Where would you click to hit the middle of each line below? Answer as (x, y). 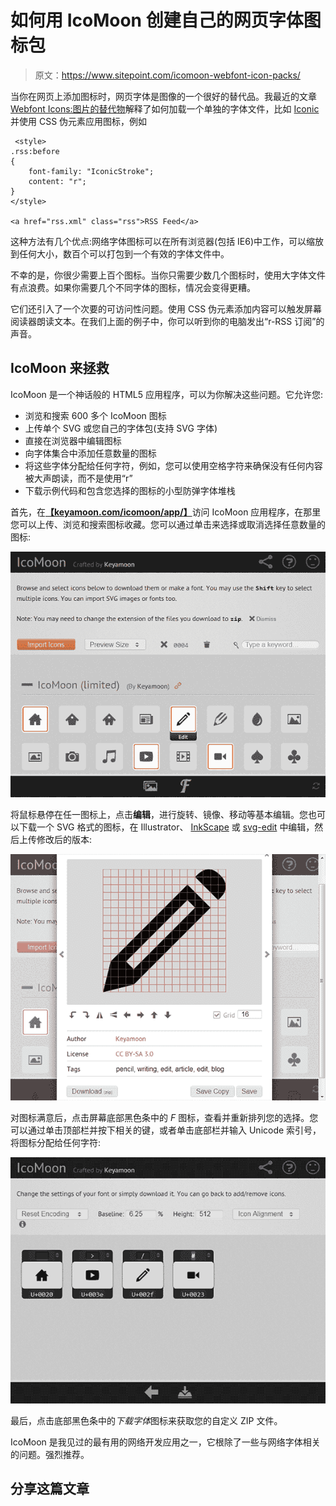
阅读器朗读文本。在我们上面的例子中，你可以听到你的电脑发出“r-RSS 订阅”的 (167, 321)
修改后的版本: (64, 840)
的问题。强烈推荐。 (50, 1454)
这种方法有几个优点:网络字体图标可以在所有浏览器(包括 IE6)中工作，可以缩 (163, 241)
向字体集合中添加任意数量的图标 (90, 453)
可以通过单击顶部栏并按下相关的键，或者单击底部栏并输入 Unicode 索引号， (166, 1130)
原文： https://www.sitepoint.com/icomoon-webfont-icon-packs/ (167, 75)
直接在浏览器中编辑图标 (73, 440)
